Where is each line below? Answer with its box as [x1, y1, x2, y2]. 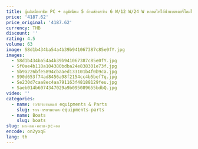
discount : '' [6, 31, 38, 36]
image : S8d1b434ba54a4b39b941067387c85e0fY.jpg [6, 47, 126, 53]
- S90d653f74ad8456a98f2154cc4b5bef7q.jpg [11, 74, 117, 80]
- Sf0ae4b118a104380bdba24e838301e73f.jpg [11, 63, 117, 69]
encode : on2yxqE [6, 128, 46, 135]
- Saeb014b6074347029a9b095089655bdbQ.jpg [11, 85, 117, 91]
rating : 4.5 [6, 36, 35, 42]
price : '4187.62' [6, 14, 49, 20]
